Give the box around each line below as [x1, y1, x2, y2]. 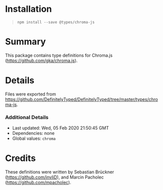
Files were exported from [5, 91, 56, 97]
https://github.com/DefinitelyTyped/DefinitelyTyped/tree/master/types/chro [5, 96, 159, 102]
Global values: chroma [12, 135, 56, 141]
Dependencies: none [12, 130, 55, 136]
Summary [5, 36, 46, 47]
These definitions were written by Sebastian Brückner [5, 169, 114, 175]
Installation [5, 3, 52, 15]
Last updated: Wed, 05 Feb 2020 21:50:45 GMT [12, 125, 109, 131]
